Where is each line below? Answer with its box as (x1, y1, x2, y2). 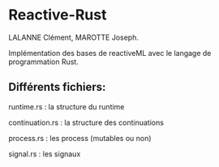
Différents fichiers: (8, 80, 106, 94)
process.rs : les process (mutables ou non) (8, 133, 152, 143)
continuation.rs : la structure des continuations (8, 118, 165, 127)
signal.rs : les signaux (8, 148, 81, 159)
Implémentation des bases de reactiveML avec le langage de (8, 48, 212, 58)
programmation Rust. (8, 57, 79, 66)
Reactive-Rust (8, 6, 107, 24)
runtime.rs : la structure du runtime (8, 101, 125, 111)
